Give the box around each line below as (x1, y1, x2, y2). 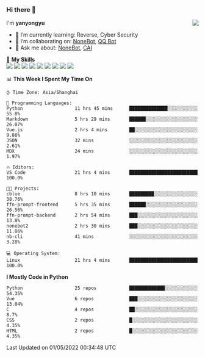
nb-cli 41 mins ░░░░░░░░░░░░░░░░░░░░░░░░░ (6, 234, 198, 240)
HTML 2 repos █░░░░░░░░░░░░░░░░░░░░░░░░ (6, 328, 198, 334)
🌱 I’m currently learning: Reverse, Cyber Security (15, 31, 138, 38)
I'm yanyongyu (6, 20, 45, 27)
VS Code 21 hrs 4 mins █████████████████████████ (6, 170, 198, 176)
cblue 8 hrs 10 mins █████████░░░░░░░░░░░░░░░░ (6, 191, 198, 197)
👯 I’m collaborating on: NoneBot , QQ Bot (15, 38, 117, 45)
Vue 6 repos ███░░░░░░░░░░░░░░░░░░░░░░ (6, 296, 198, 302)
